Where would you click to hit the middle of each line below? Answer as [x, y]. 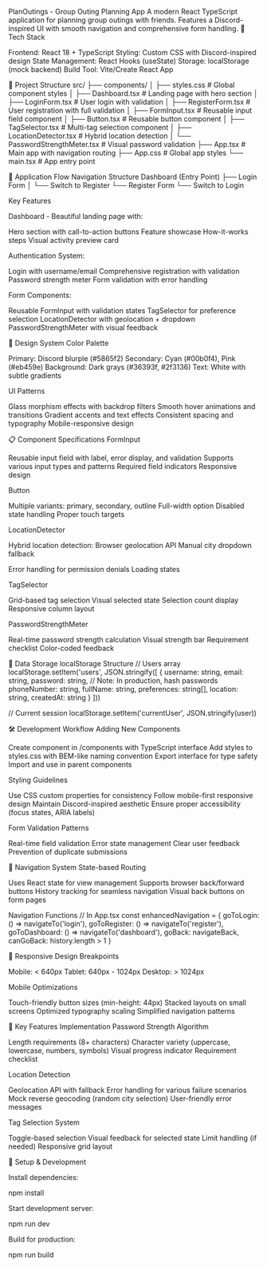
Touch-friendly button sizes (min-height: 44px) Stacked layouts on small [128, 1003]
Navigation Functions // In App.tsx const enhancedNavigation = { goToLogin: [134, 915]
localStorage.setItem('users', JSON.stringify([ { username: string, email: [126, 672]
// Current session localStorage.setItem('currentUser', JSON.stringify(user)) [133, 713]
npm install [26, 1193]
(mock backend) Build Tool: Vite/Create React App [91, 70]
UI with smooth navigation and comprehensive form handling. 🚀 [141, 28]
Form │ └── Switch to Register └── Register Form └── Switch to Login [126, 185]
